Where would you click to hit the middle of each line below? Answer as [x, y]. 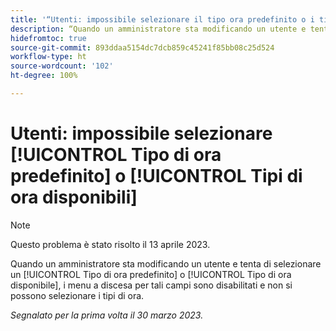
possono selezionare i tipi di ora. [77, 295]
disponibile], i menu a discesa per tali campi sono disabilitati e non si [151, 285]
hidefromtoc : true [48, 38]
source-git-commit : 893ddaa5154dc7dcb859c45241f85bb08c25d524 [142, 47]
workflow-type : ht [48, 57]
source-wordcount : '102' [62, 66]
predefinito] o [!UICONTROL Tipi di [156, 176]
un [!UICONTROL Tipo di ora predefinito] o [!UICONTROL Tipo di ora [151, 274]
